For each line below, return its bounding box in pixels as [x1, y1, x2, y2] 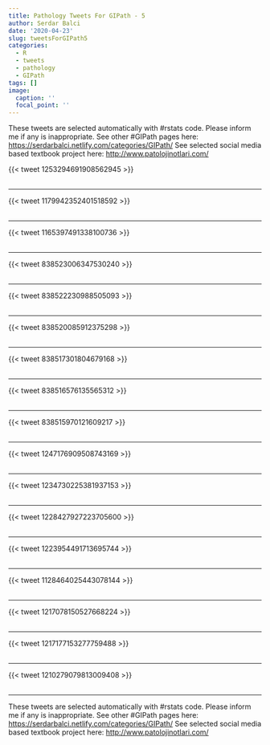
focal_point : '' [15, 101, 70, 109]
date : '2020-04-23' [8, 26, 74, 35]
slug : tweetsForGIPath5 [8, 34, 88, 43]
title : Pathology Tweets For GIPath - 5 [8, 11, 146, 20]
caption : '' [15, 94, 56, 102]
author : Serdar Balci [8, 19, 81, 27]
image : [8, 86, 31, 95]
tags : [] [8, 79, 38, 87]
